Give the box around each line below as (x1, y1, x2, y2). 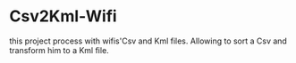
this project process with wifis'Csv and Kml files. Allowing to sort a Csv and (9, 35, 288, 46)
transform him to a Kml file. (9, 44, 109, 55)
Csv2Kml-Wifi (9, 6, 118, 27)
